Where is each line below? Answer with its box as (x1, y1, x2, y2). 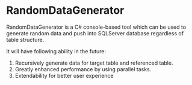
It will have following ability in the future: (6, 47, 107, 54)
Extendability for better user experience (14, 72, 114, 79)
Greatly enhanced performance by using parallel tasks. (14, 65, 152, 72)
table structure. (6, 36, 45, 43)
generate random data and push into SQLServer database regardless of (6, 29, 184, 37)
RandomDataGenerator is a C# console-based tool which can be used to (6, 23, 187, 31)
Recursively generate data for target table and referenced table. (14, 59, 173, 66)
